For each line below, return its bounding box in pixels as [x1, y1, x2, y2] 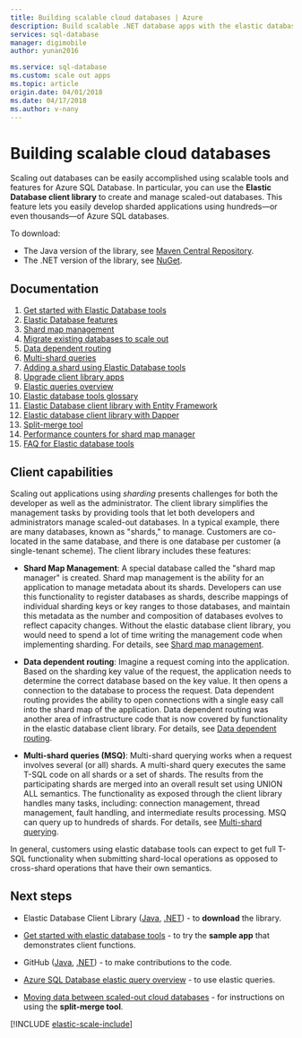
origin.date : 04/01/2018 [10, 87, 103, 97]
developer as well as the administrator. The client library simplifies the [10, 497, 268, 508]
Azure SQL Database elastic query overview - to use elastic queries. [22, 974, 276, 985]
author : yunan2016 [10, 47, 79, 56]
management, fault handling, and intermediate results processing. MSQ [22, 807, 287, 817]
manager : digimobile [10, 38, 88, 48]
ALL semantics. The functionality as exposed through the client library [22, 788, 283, 798]
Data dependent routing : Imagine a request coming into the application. [22, 656, 289, 667]
